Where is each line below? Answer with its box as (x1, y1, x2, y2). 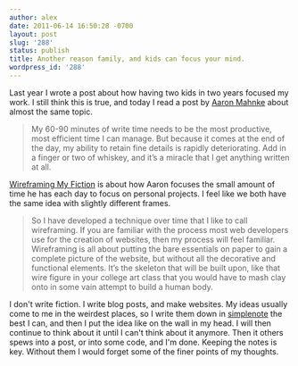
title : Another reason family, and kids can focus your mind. (9, 54, 245, 63)
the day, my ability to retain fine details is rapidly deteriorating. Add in (30, 142, 287, 153)
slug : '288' (9, 37, 54, 47)
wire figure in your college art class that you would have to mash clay (30, 271, 286, 282)
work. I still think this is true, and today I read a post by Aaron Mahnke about (9, 96, 289, 107)
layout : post (9, 29, 58, 38)
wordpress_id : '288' (9, 63, 87, 72)
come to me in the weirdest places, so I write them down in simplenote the (9, 308, 283, 319)
